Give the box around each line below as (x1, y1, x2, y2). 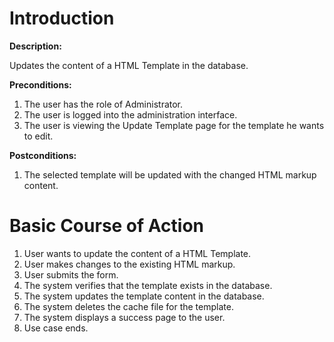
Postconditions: (9, 149, 77, 161)
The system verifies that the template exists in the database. (23, 279, 273, 291)
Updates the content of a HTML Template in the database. (9, 59, 249, 71)
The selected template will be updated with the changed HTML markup (23, 168, 317, 181)
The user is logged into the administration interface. (23, 108, 238, 121)
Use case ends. (23, 322, 89, 334)
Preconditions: (9, 78, 72, 91)
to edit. (23, 130, 54, 142)
